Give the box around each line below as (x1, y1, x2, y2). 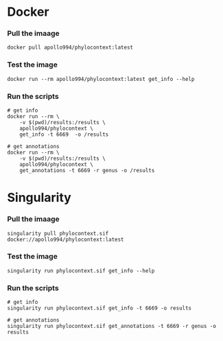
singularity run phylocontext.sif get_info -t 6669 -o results (7, 305, 192, 312)
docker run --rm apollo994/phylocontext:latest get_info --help (7, 75, 195, 82)
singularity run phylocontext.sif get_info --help (7, 267, 155, 274)
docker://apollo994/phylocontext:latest (7, 236, 125, 243)
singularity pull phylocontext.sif (7, 230, 109, 237)
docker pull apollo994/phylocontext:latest (7, 44, 134, 51)
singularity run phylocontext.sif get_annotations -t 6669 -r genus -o (7, 323, 216, 330)
